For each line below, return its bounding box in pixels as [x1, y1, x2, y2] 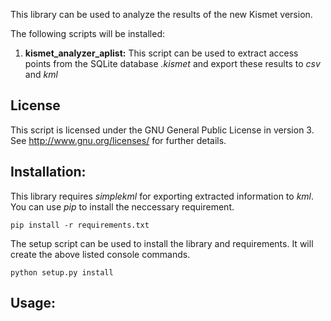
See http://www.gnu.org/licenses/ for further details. [10, 134, 227, 146]
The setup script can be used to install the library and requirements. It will [10, 237, 314, 249]
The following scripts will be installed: [10, 28, 166, 39]
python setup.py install [10, 267, 114, 278]
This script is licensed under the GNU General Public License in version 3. [10, 124, 315, 136]
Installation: [10, 164, 87, 181]
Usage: [10, 295, 57, 312]
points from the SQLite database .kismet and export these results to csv [24, 58, 321, 69]
